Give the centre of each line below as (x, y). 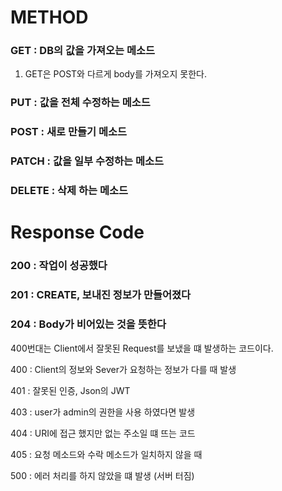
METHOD (49, 17)
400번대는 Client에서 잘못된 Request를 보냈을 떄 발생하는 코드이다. (142, 348)
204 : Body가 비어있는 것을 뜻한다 (88, 324)
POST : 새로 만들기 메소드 (69, 132)
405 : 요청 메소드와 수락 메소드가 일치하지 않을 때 (106, 454)
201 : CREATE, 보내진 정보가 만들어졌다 (101, 295)
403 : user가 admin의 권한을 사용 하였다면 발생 (103, 412)
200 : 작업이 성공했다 (59, 266)
